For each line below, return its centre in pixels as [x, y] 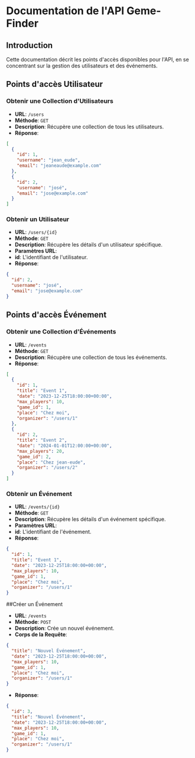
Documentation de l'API [65, 11]
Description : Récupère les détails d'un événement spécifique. [90, 519]
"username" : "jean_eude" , [49, 160]
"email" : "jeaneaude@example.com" [59, 166]
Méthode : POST [33, 622]
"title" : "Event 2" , [42, 440]
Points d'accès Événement [56, 315]
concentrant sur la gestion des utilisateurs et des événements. [82, 66]
